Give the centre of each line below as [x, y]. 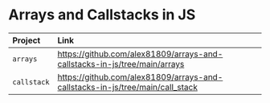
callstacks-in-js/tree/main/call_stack [128, 87]
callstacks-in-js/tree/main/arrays [121, 64]
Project [27, 40]
